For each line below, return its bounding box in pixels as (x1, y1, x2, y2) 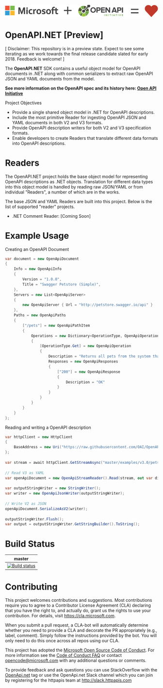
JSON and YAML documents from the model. (5, 76, 95, 81)
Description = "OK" (65, 380, 105, 384)
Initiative (5, 90, 23, 96)
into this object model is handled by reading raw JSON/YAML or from (5, 184, 143, 190)
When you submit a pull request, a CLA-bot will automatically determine (5, 622, 148, 628)
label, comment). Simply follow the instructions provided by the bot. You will (5, 632, 157, 638)
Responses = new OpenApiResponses (48, 359, 118, 364)
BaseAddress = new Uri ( (14, 445, 62, 450)
